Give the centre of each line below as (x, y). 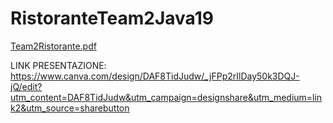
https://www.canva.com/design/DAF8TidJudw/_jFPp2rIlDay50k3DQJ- (155, 76)
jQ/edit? (26, 86)
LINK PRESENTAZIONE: (58, 65)
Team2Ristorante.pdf (53, 46)
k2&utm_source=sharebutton (70, 108)
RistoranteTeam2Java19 (112, 18)
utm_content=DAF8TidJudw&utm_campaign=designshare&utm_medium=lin (166, 97)
